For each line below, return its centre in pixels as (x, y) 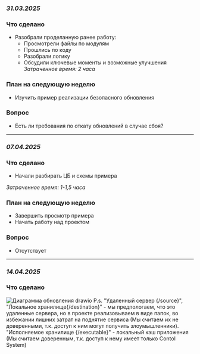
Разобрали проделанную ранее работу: (65, 38)
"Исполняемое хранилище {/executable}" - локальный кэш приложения (97, 332)
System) (16, 344)
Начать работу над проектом (52, 222)
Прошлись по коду (47, 50)
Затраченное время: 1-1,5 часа (46, 187)
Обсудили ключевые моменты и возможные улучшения (95, 63)
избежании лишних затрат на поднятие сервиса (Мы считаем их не (92, 319)
